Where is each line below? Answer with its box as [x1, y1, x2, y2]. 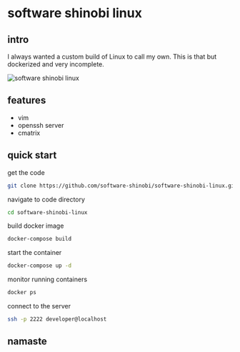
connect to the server [7, 302, 71, 310]
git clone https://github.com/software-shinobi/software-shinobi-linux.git [7, 182, 238, 189]
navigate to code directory [7, 195, 86, 203]
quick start [7, 149, 57, 161]
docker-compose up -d [7, 262, 72, 269]
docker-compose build [7, 236, 72, 243]
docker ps [7, 289, 37, 296]
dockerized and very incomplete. [7, 60, 105, 69]
